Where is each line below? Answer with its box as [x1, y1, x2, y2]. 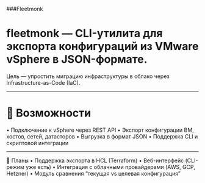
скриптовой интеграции [6, 139, 69, 146]
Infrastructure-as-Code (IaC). [6, 79, 81, 86]
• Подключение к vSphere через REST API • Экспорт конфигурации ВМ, [6, 126, 194, 134]
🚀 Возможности [6, 106, 92, 120]
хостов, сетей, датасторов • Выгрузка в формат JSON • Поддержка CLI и [6, 132, 198, 140]
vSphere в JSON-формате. [6, 52, 148, 66]
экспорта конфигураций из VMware [6, 40, 199, 54]
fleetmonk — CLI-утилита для [6, 27, 163, 40]
